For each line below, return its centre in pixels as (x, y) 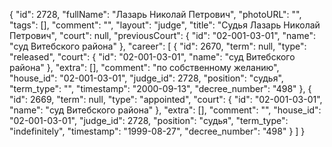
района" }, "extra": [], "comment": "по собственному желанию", (144, 67)
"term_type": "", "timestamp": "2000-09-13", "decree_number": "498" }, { (160, 88)
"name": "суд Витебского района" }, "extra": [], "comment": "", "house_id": (165, 110)
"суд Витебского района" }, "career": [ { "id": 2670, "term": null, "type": (158, 46)
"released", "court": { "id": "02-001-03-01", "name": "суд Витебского (152, 57)
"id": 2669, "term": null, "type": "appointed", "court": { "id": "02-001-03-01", (166, 99)
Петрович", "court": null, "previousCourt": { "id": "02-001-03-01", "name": (162, 35)
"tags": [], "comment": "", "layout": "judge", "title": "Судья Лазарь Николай (165, 25)
